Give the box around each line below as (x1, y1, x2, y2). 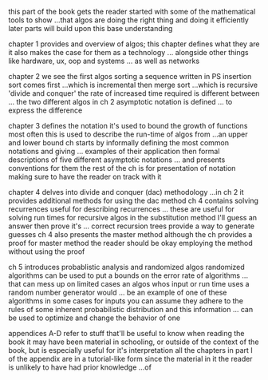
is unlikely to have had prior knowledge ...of (8, 362, 152, 372)
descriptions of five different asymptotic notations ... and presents (8, 155, 226, 164)
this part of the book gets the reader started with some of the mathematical (8, 7, 256, 16)
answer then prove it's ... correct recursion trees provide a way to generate (8, 221, 255, 231)
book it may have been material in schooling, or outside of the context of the (8, 337, 259, 346)
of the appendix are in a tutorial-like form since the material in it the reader (8, 354, 253, 363)
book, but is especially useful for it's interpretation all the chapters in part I (8, 346, 253, 354)
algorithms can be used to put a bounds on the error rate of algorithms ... (8, 271, 249, 280)
